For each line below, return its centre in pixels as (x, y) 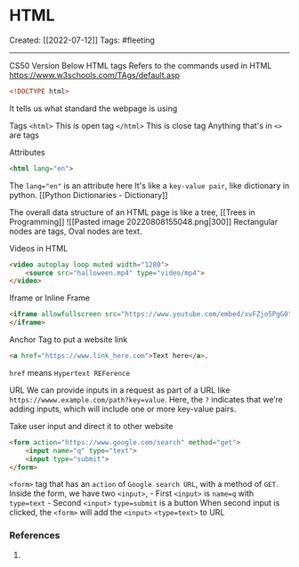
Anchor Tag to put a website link (69, 339)
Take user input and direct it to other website (91, 426)
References (35, 536)
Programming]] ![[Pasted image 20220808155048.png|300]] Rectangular (144, 221)
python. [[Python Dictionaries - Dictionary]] (89, 195)
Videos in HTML (39, 248)
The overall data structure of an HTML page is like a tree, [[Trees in (132, 212)
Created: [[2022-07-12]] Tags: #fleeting (82, 40)
